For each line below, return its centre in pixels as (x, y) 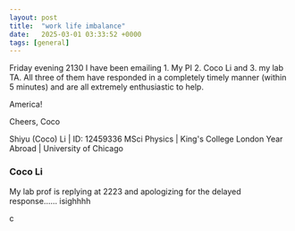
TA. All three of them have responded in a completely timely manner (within (148, 78)
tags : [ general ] (39, 43)
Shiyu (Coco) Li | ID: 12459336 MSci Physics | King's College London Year (146, 139)
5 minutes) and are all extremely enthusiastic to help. (106, 87)
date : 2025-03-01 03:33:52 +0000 (76, 34)
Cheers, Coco (35, 122)
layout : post (34, 17)
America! (26, 105)
